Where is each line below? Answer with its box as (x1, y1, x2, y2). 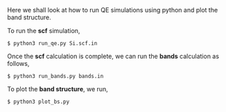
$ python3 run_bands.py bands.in (7, 73, 104, 80)
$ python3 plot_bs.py (7, 98, 70, 105)
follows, (7, 59, 30, 68)
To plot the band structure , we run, (7, 85, 109, 93)
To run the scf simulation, (7, 27, 80, 35)
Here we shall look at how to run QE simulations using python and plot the (7, 6, 218, 14)
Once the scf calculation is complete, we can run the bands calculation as (7, 52, 220, 60)
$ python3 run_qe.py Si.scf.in (7, 40, 98, 47)
